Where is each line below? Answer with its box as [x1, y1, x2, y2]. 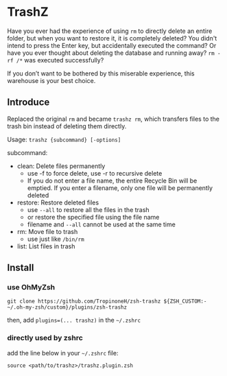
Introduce [7, 97, 50, 108]
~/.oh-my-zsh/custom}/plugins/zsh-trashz [7, 304, 128, 311]
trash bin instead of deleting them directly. [7, 121, 127, 130]
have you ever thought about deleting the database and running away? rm [7, 49, 215, 57]
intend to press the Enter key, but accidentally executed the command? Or [7, 41, 217, 49]
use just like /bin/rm [27, 235, 84, 243]
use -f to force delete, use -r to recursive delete [27, 169, 163, 177]
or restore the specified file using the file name [27, 213, 160, 221]
